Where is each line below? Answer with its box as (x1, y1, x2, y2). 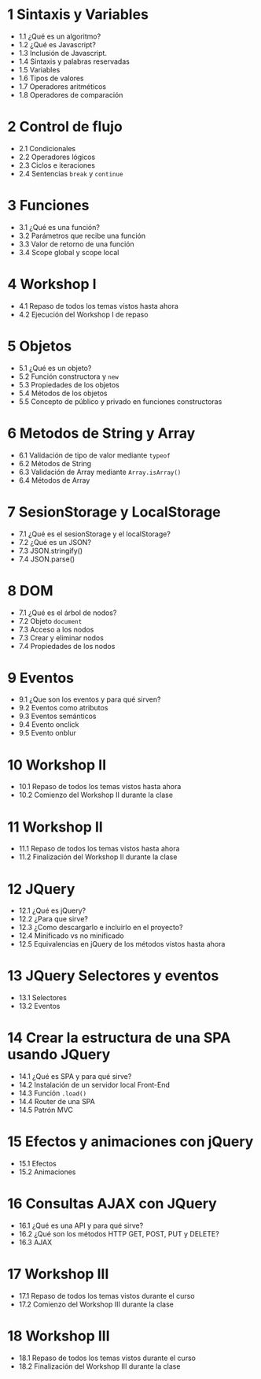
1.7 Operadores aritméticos (18, 81, 107, 91)
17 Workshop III (7, 1266, 109, 1283)
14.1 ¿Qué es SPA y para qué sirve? (18, 1072, 132, 1081)
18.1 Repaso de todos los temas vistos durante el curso (18, 1353, 196, 1362)
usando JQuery (7, 1046, 111, 1064)
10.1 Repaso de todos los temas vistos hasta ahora (18, 782, 182, 791)
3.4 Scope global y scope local (18, 247, 119, 257)
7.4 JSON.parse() (18, 554, 75, 564)
